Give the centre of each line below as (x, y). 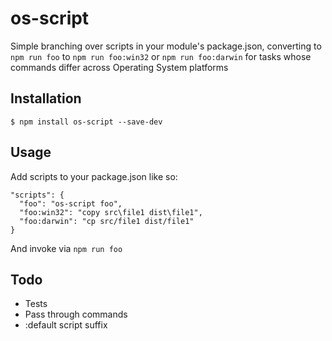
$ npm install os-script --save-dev (86, 122)
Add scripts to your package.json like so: (94, 176)
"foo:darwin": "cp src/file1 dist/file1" (107, 221)
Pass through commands (76, 314)
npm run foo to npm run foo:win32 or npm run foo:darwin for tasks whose (161, 56)
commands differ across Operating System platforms (119, 67)
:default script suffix (66, 325)
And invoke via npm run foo (66, 248)
